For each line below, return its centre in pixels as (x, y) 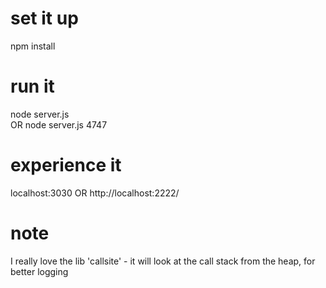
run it (32, 86)
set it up (44, 18)
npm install (33, 46)
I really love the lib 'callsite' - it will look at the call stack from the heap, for (163, 261)
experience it (66, 165)
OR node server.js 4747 (59, 124)
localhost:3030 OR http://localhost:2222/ (95, 193)
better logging (39, 271)
